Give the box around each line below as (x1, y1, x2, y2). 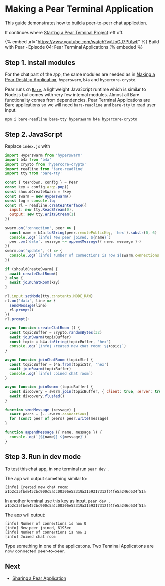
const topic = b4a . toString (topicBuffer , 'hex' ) (9, 339, 111, 345)
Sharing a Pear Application (12, 575, 66, 581)
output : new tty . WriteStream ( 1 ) (9, 212, 76, 217)
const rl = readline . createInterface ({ (5, 203, 87, 208)
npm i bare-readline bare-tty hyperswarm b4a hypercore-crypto (5, 117, 137, 122)
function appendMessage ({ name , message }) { (5, 430, 102, 435)
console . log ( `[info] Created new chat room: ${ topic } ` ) (9, 344, 126, 348)
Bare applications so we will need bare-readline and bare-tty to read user (5, 102, 156, 108)
